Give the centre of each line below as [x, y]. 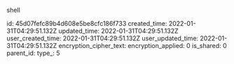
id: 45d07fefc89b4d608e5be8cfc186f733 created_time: [87, 23]
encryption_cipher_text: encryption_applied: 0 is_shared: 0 [143, 46]
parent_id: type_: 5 [33, 53]
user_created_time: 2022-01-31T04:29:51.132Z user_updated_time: [103, 38]
